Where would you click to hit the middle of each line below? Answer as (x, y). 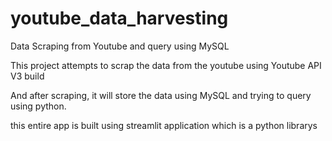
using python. (38, 106)
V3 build (27, 76)
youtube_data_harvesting (119, 18)
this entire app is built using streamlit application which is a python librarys (164, 125)
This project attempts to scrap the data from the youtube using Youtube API (166, 65)
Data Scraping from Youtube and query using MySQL (120, 46)
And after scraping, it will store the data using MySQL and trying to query (161, 95)
